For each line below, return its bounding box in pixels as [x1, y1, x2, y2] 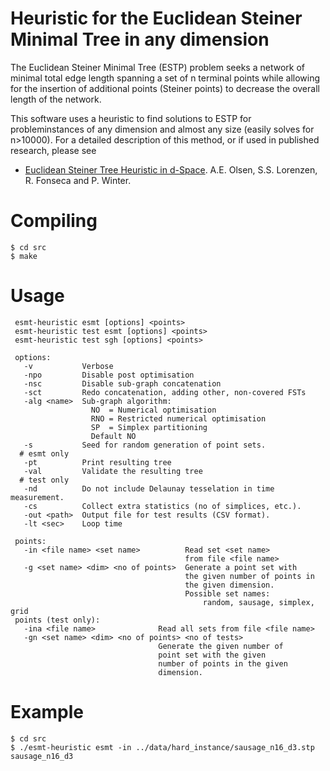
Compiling [10, 210, 98, 232]
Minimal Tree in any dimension [10, 28, 270, 51]
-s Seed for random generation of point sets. [23, 440, 267, 450]
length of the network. [10, 93, 102, 105]
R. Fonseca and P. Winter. [24, 174, 132, 186]
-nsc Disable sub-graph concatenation [23, 378, 222, 389]
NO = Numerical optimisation [90, 405, 217, 415]
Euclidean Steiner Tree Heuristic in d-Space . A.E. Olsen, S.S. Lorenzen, [24, 163, 318, 176]
